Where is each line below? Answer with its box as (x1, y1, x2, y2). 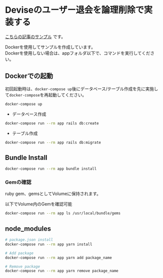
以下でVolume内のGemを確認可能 (5, 201, 72, 207)
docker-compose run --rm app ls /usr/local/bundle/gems (5, 211, 121, 216)
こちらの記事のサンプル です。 (5, 34, 66, 40)
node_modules (5, 224, 51, 233)
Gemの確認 (5, 179, 32, 185)
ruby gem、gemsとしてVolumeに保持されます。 (5, 191, 101, 197)
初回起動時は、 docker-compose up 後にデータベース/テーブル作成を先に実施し (5, 86, 159, 92)
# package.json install (5, 238, 54, 242)
